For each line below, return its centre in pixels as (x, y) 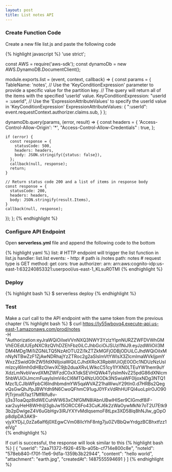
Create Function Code (33, 33)
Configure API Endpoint (35, 232)
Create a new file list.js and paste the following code (61, 44)
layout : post (19, 10)
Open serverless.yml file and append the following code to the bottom (80, 243)
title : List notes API (30, 15)
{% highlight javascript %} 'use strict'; (45, 54)
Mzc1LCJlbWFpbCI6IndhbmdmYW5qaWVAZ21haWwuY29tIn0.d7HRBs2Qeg (85, 384)
